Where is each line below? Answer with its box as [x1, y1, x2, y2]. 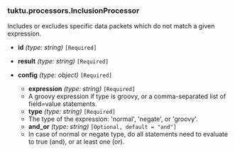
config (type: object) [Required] [17, 70, 112, 80]
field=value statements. [28, 100, 97, 108]
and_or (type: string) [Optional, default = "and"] [28, 122, 177, 131]
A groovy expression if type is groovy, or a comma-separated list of [28, 92, 226, 101]
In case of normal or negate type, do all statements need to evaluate [28, 130, 229, 139]
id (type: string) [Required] [17, 43, 97, 52]
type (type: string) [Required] [28, 107, 116, 116]
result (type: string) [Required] [17, 57, 109, 65]
